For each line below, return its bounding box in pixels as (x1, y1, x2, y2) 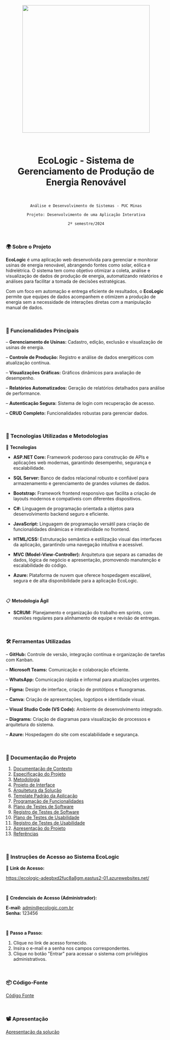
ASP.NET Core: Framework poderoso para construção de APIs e (13, 454, 149, 460)
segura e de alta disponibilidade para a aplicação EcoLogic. (13, 577, 138, 584)
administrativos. (13, 956, 47, 962)
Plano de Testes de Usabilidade (13, 814, 79, 820)
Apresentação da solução (6, 1029, 60, 1035)
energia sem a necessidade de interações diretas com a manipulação (6, 299, 152, 305)
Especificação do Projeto (13, 771, 66, 777)
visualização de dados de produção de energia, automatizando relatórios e (6, 273, 163, 279)
